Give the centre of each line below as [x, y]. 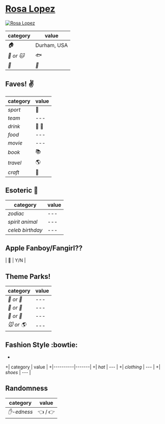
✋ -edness [20, 412]
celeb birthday [25, 230]
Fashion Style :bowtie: [42, 345]
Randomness [27, 388]
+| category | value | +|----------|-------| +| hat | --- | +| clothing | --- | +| [83, 367]
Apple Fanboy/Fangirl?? [44, 248]
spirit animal [23, 222]
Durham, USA [51, 45]
